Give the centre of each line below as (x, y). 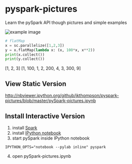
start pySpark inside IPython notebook (51, 138)
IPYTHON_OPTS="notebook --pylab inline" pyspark (55, 147)
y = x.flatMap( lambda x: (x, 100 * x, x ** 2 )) (50, 50)
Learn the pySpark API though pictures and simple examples (66, 22)
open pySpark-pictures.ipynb (42, 156)
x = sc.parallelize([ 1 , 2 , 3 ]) (35, 45)
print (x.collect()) (25, 55)
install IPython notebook (36, 133)
